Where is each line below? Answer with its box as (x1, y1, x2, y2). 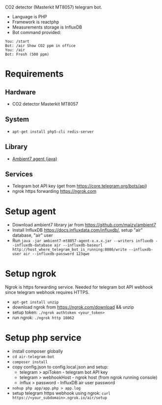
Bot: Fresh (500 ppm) (5, 52, 50, 57)
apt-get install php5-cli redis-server (12, 129, 94, 134)
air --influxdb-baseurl (54, 243, 103, 248)
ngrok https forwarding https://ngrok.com (12, 188, 97, 194)
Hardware (5, 88, 36, 96)
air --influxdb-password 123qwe (23, 252, 90, 257)
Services (5, 170, 33, 179)
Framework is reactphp (12, 19, 59, 25)
